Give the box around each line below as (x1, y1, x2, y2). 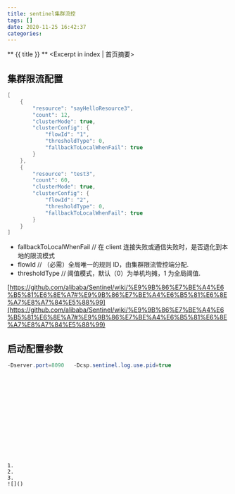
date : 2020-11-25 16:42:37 (7, 23, 87, 30)
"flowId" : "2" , (44, 196, 90, 204)
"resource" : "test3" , (32, 170, 96, 177)
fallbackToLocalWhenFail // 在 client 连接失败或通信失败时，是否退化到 (17, 243, 222, 251)
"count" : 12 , (32, 111, 71, 118)
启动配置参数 (7, 343, 63, 355)
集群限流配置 (7, 72, 63, 84)
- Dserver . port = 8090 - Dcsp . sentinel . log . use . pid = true (7, 362, 172, 369)
